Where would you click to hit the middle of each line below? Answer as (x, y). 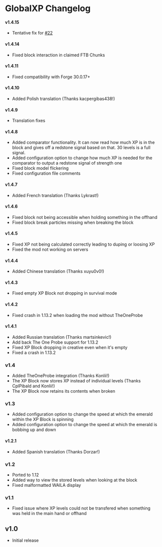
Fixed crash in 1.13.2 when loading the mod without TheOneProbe (77, 315)
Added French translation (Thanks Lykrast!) (55, 195)
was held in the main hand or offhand (49, 514)
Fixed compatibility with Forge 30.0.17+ (51, 77)
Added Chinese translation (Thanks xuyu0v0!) (58, 271)
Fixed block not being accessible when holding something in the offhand (85, 217)
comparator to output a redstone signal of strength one (67, 163)
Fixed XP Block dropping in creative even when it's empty (70, 347)
